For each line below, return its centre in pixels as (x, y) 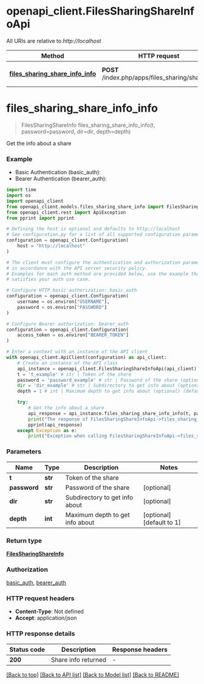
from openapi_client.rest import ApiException (66, 212)
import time (21, 190)
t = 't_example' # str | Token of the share (74, 374)
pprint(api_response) (56, 425)
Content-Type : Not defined (49, 612)
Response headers (140, 649)
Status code (27, 649)
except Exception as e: (47, 430)
